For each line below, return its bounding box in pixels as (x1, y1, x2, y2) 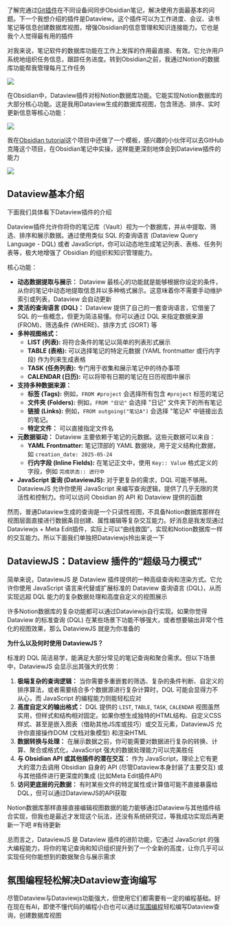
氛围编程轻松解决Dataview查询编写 (7, 874, 157, 887)
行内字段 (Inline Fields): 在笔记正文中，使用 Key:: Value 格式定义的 (27, 458, 219, 466)
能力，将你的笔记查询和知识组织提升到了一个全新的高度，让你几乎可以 (25, 843, 224, 852)
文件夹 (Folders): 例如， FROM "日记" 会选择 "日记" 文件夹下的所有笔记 (27, 398, 222, 407)
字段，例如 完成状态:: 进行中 (27, 467, 105, 475)
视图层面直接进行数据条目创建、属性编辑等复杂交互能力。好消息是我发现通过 (7, 516, 224, 524)
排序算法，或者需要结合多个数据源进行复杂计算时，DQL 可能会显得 (16, 685, 206, 694)
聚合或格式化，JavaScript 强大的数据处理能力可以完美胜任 (29, 745, 194, 754)
